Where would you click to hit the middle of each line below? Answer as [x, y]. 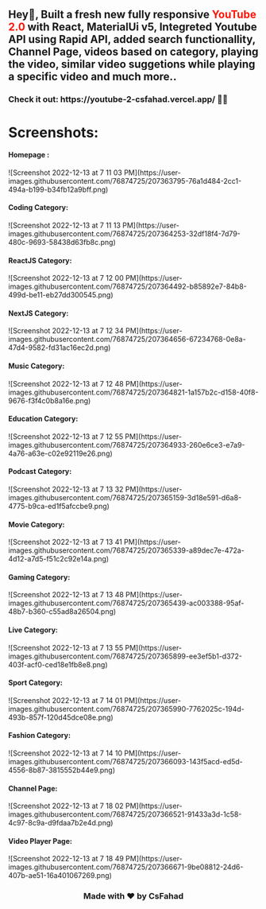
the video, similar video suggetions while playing [132, 64]
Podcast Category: [40, 472]
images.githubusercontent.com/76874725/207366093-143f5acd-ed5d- [126, 761]
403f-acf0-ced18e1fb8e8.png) [58, 664]
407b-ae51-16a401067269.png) [60, 876]
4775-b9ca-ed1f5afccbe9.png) [59, 506]
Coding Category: [39, 208]
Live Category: [33, 630]
